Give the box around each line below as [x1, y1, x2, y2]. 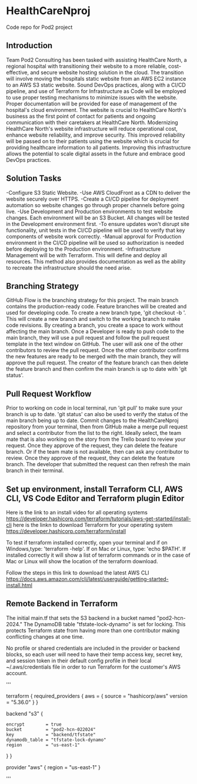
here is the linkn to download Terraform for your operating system [12, 521, 173, 528]
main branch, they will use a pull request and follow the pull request [6, 334, 170, 341]
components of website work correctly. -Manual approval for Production [6, 232, 181, 240]
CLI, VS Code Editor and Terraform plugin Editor [6, 493, 185, 503]
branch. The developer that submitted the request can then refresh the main [6, 461, 191, 468]
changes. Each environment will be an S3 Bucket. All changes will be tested [6, 214, 189, 221]
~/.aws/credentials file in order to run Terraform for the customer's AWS [6, 663, 181, 670]
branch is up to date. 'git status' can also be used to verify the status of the [6, 411, 188, 418]
